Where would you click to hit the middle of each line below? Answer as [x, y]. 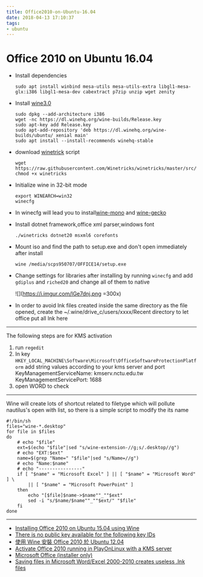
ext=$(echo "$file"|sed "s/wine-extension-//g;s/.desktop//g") [98, 448]
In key [22, 354]
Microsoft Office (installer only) [54, 555]
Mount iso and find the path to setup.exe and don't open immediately [101, 247]
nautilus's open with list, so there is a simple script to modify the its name [98, 410]
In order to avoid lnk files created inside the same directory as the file [101, 305]
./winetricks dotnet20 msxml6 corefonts [66, 236]
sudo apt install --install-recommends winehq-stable [84, 141]
